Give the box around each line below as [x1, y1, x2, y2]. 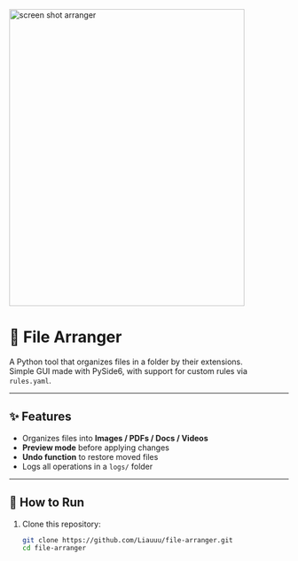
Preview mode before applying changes [21, 442, 170, 453]
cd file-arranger [21, 544, 87, 553]
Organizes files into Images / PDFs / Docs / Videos [21, 432, 208, 443]
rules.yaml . [9, 375, 51, 386]
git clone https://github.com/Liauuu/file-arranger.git [21, 535, 233, 544]
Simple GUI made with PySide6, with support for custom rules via [9, 365, 248, 376]
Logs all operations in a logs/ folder [21, 461, 153, 471]
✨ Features [9, 409, 72, 425]
